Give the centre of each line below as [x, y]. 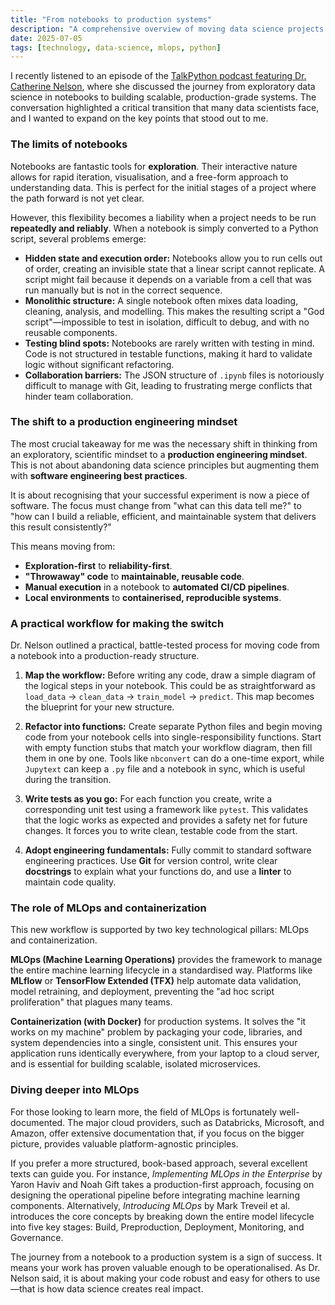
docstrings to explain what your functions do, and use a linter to [158, 872]
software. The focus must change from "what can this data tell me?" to [156, 505]
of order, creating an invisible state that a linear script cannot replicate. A [174, 268]
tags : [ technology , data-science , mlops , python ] [116, 47]
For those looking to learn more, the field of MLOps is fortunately [144, 1112]
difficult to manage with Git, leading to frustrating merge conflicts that [168, 385]
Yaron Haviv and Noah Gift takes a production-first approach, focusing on [162, 1184]
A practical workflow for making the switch [117, 623]
